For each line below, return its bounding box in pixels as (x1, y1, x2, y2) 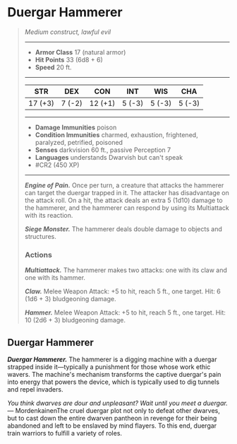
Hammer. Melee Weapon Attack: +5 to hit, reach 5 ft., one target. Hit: (24, 308, 226, 317)
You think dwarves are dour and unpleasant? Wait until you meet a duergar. (7, 399, 228, 407)
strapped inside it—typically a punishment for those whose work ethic (7, 363, 211, 371)
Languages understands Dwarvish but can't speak (35, 153, 183, 161)
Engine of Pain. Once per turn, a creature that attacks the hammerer (24, 181, 224, 189)
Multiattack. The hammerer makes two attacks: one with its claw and (24, 266, 228, 274)
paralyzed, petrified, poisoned (35, 138, 123, 146)
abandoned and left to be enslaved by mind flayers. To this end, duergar (7, 421, 217, 430)
